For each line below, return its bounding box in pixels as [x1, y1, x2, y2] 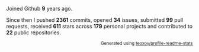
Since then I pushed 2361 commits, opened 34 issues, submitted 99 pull [6, 17, 184, 23]
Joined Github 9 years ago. [6, 5, 73, 12]
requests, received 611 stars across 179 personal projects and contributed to [6, 23, 193, 30]
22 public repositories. [6, 29, 61, 36]
